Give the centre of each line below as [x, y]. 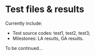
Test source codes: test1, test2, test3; [51, 33]
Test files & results [45, 9]
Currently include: [24, 23]
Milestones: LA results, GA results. [48, 38]
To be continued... [24, 48]
